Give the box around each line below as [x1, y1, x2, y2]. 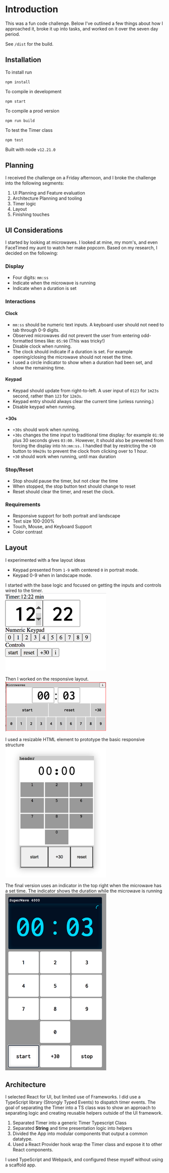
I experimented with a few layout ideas [5, 557, 86, 563]
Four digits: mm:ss [12, 274, 49, 280]
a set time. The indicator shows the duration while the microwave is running [5, 888, 162, 894]
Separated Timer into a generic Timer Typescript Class [12, 1119, 127, 1126]
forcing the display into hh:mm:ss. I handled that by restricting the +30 [12, 443, 156, 449]
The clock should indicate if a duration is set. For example [12, 348, 133, 354]
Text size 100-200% [12, 518, 54, 524]
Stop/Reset [5, 466, 34, 473]
